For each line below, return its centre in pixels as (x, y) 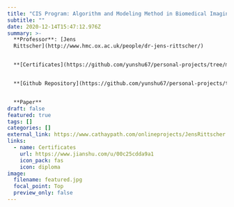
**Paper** (28, 102)
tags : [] (20, 122)
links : (17, 141)
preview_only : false (43, 193)
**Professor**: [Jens (45, 40)
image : (17, 174)
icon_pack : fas (42, 160)
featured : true (29, 115)
